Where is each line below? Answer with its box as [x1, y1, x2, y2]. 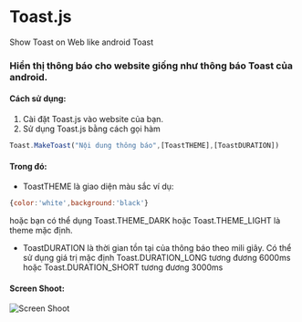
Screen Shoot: [9, 283, 66, 294]
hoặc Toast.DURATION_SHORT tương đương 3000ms [22, 262, 224, 273]
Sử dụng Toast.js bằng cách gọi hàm [22, 123, 161, 134]
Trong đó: [9, 161, 47, 171]
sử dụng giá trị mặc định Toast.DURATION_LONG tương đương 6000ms [22, 253, 291, 264]
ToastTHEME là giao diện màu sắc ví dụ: [22, 181, 174, 192]
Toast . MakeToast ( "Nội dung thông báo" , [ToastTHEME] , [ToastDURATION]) [9, 141, 280, 151]
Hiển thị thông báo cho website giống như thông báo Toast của [9, 59, 294, 72]
